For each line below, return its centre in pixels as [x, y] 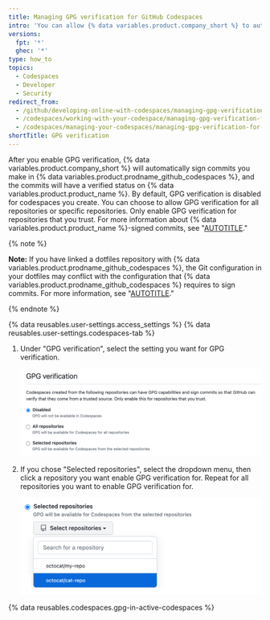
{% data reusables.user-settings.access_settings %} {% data [109, 324]
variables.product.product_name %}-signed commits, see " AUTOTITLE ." [128, 228]
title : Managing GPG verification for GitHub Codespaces [106, 17]
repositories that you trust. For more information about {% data [112, 219]
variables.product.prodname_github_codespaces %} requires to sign [122, 285]
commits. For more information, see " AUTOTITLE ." [91, 293]
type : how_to [30, 60]
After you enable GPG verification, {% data [79, 159]
